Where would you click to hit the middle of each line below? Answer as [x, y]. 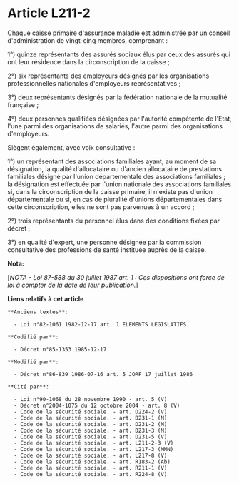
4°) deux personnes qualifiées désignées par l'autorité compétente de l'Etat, [119, 119]
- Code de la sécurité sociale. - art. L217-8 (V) [91, 455]
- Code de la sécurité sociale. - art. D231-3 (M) [91, 430]
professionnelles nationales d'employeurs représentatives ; [94, 83]
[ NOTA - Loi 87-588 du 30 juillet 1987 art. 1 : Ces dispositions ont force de [116, 277]
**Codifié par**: [33, 337]
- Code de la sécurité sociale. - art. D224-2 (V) [91, 412]
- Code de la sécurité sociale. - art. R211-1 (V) [91, 468]
